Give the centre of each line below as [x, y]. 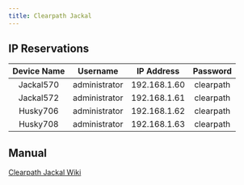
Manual [27, 153]
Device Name [39, 71]
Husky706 [39, 111]
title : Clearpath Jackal [50, 16]
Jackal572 [38, 98]
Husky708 [39, 124]
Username [98, 71]
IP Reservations [49, 49]
